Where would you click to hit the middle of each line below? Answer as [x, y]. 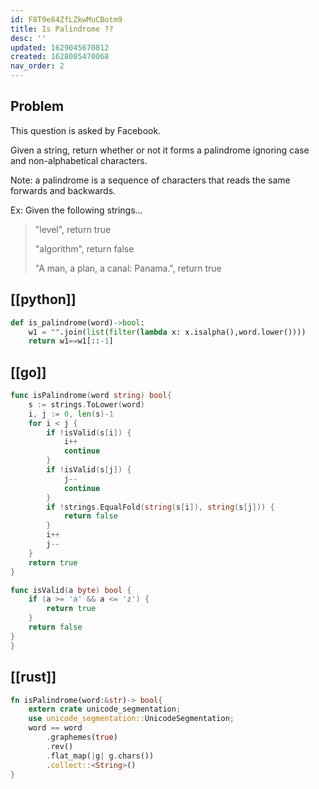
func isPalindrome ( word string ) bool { [91, 396]
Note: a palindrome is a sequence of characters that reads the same [150, 180]
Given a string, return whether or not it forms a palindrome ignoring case [160, 150]
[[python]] [43, 299]
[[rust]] [33, 677]
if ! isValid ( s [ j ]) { [89, 470]
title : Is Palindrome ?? [62, 29]
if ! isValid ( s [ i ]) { [89, 432]
